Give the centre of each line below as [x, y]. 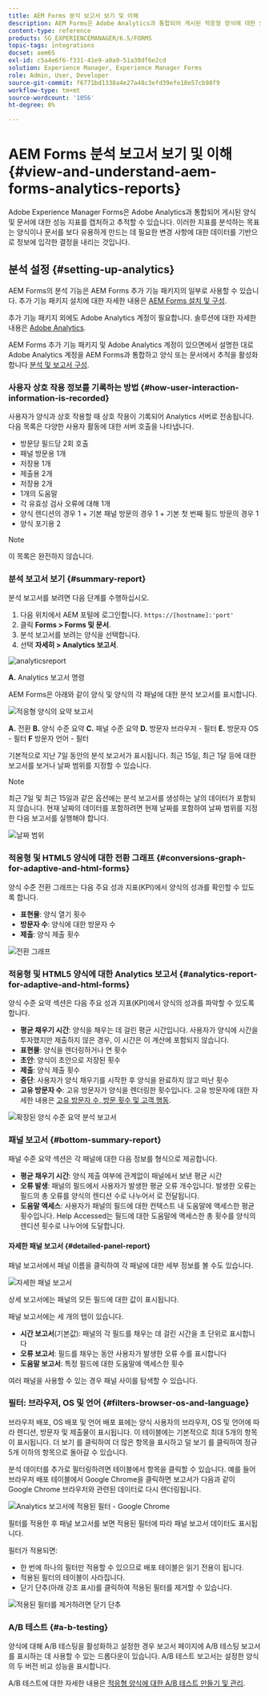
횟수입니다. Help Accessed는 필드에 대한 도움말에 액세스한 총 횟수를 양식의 [138, 1216]
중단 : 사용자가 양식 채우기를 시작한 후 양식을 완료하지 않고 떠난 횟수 [124, 1080]
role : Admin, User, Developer [59, 75]
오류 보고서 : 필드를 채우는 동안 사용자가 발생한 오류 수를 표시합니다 [123, 1353]
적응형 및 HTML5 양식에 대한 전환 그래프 [81, 858]
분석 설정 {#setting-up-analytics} [91, 270]
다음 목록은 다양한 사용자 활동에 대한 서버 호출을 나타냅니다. [101, 426]
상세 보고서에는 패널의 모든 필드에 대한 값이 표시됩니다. [94, 1299]
